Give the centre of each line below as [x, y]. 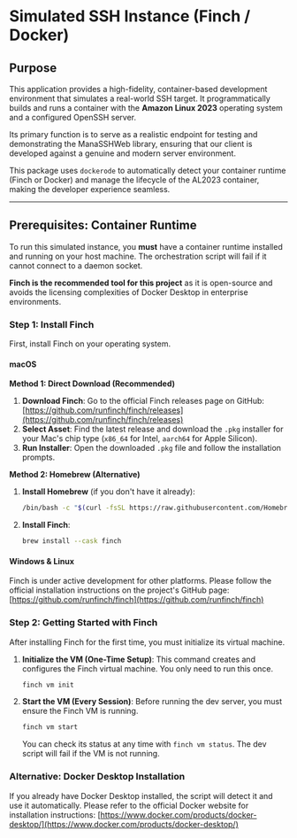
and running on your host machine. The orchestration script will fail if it [138, 256]
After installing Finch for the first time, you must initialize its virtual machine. [147, 642]
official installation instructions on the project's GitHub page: [119, 590]
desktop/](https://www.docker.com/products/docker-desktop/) [124, 824]
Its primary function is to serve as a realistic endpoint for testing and [133, 134]
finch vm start [50, 727]
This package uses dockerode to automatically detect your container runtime [148, 171]
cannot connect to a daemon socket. [76, 265]
